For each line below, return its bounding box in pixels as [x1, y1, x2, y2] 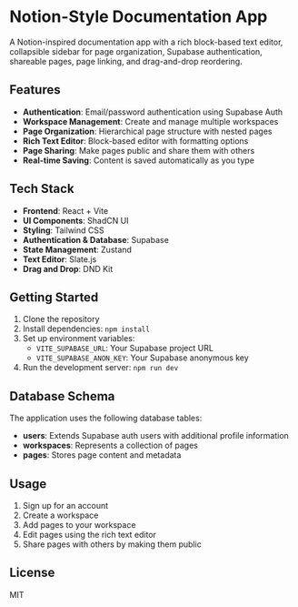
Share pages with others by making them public [22, 539, 202, 550]
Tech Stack [9, 181, 74, 197]
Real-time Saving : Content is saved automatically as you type [22, 155, 254, 166]
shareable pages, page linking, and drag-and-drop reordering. [9, 56, 243, 66]
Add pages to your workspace [22, 520, 136, 530]
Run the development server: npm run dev [22, 362, 179, 373]
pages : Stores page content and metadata [22, 450, 182, 460]
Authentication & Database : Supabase [22, 234, 170, 245]
